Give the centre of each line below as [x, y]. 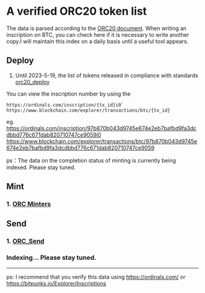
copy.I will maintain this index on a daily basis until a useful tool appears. [98, 41]
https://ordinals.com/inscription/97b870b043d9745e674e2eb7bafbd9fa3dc [102, 128]
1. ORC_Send [25, 242]
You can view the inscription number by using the [69, 94]
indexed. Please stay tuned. [41, 167]
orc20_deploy [32, 82]
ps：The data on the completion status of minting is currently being [91, 160]
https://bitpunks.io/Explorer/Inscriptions [56, 283]
